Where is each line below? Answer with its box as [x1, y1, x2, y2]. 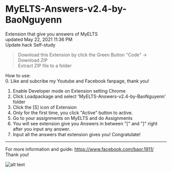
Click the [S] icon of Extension [12, 104, 77, 110]
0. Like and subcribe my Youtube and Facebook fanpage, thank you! [5, 78, 149, 84]
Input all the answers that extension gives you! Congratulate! [12, 131, 141, 137]
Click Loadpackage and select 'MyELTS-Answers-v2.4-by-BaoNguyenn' [12, 93, 166, 99]
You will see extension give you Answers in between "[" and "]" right [12, 120, 158, 126]
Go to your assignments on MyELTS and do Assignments [12, 115, 133, 121]
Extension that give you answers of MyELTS [5, 31, 98, 37]
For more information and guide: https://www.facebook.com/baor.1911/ [5, 146, 154, 152]
